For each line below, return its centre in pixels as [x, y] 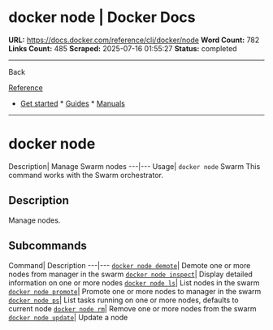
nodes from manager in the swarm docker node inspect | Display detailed [131, 274]
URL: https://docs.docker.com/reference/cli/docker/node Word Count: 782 [134, 40]
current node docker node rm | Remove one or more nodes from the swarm [133, 308]
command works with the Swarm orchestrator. [86, 175]
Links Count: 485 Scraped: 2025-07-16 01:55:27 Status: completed [123, 48]
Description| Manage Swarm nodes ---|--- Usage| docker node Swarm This [134, 166]
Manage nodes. [35, 220]
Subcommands [48, 246]
